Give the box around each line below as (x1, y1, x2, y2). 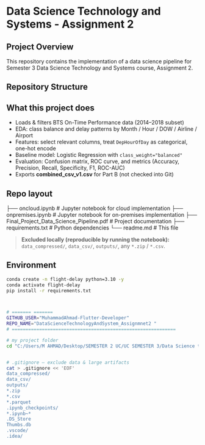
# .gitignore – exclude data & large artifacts (6, 359, 130, 366)
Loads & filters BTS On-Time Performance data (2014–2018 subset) (15, 119, 184, 126)
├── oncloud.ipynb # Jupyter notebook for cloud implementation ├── (6, 204, 184, 212)
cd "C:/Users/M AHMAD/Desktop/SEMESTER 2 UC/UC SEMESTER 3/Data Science (6, 343, 195, 349)
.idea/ (6, 433, 23, 440)
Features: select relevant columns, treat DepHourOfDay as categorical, (15, 139, 188, 146)
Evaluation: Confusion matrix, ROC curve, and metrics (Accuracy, (15, 157, 180, 165)
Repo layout (6, 188, 53, 199)
